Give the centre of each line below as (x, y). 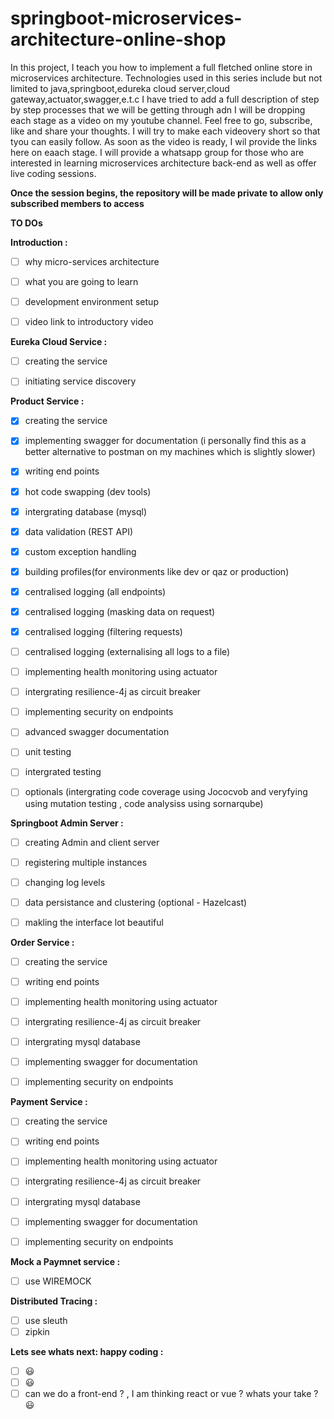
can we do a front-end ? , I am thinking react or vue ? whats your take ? (171, 1393)
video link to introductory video (89, 322)
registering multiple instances (86, 862)
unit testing (48, 752)
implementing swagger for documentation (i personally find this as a (165, 441)
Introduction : (39, 242)
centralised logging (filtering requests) (103, 631)
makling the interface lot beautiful (94, 922)
